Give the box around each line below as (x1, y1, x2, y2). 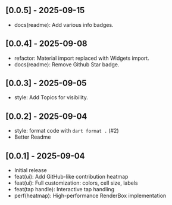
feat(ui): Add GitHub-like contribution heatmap (14, 173, 129, 180)
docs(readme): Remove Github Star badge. (14, 60, 120, 68)
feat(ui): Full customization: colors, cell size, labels (14, 179, 138, 186)
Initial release (14, 167, 47, 174)
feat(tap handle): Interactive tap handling (14, 186, 114, 193)
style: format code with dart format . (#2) (14, 127, 120, 134)
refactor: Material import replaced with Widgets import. (14, 54, 149, 62)
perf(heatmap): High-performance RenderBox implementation (14, 192, 167, 200)
